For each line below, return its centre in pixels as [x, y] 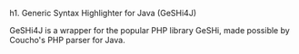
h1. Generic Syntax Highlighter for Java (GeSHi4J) [103, 13]
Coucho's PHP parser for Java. [67, 40]
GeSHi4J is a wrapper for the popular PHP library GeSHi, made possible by [150, 30]
